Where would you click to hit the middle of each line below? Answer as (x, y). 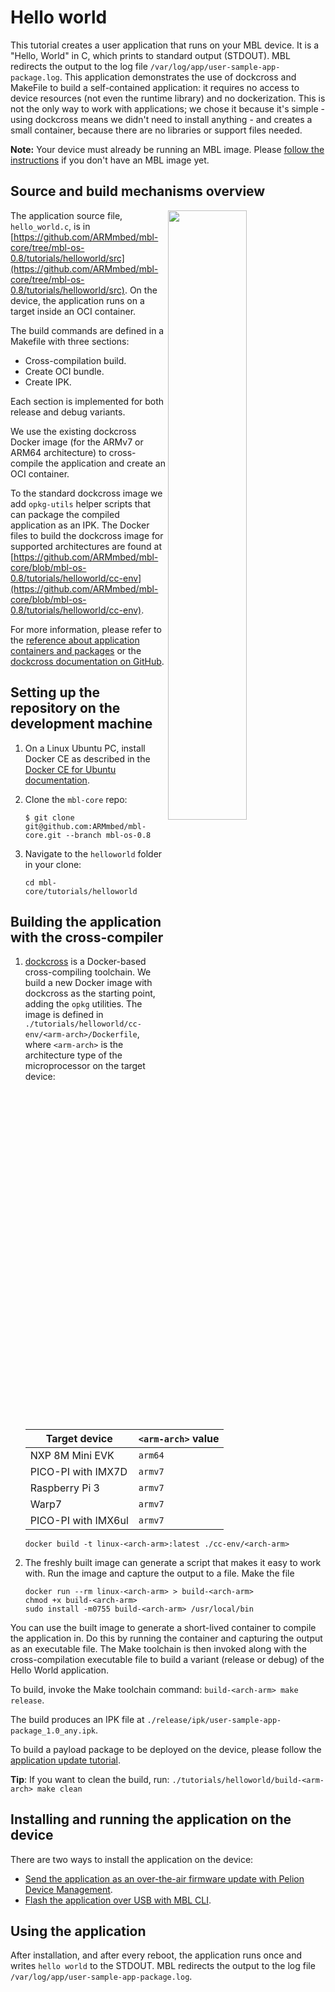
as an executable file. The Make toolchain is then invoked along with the (158, 1648)
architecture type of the (73, 1055)
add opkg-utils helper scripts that (81, 503)
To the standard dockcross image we (86, 493)
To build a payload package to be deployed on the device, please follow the (166, 1749)
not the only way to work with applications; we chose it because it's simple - (168, 108)
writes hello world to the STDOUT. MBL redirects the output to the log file (163, 1966)
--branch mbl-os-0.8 (108, 835)
